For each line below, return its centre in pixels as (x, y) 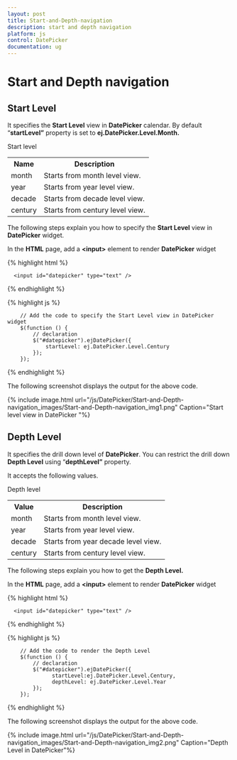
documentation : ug (34, 47)
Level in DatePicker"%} (42, 750)
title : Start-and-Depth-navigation (60, 21)
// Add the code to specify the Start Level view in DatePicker (117, 316)
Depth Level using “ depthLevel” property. (69, 461)
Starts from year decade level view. (103, 541)
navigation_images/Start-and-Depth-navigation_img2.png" (93, 742)
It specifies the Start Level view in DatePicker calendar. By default (105, 125)
